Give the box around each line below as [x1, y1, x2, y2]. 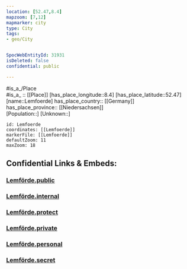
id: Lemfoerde [6, 121, 41, 128]
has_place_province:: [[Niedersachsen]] [6, 103, 104, 110]
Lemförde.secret [6, 256, 56, 264]
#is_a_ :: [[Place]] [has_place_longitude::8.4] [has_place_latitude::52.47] [6, 91, 182, 98]
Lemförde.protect [6, 208, 58, 216]
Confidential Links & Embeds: [6, 159, 117, 169]
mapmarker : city [6, 20, 46, 26]
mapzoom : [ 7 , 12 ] [6, 14, 46, 20]
